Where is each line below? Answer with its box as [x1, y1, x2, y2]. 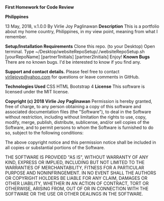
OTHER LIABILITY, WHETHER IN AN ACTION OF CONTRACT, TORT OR [5, 180, 149, 186]
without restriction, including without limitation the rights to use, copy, [5, 114, 147, 120]
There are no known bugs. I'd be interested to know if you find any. [5, 59, 141, 65]
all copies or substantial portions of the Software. [5, 145, 105, 150]
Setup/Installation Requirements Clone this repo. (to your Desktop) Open [5, 43, 155, 49]
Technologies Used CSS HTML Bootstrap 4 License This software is [5, 83, 145, 89]
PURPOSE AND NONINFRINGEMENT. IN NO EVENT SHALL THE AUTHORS [5, 170, 157, 176]
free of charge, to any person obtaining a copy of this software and [5, 104, 141, 109]
